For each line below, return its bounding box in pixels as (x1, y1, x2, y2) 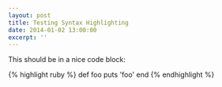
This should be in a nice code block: (8, 55, 126, 64)
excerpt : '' (8, 33, 47, 42)
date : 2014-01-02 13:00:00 (8, 26, 97, 34)
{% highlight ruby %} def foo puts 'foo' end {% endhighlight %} (8, 70, 215, 79)
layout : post (8, 11, 51, 20)
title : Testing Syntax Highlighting (8, 19, 129, 27)
